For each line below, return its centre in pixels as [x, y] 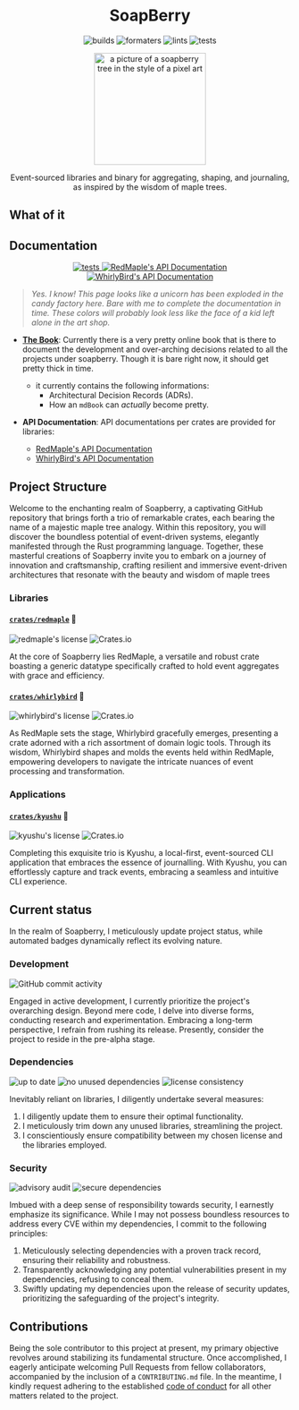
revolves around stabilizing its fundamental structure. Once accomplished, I [148, 1357]
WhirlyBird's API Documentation [95, 458]
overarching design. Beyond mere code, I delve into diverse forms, [132, 1010]
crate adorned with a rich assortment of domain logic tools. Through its [140, 743]
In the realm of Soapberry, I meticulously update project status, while [136, 931]
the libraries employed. [64, 1145]
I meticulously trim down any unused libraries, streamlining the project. [153, 1125]
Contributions [49, 1326]
